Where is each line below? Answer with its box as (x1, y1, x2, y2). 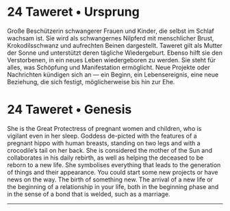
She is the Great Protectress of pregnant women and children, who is (7, 124, 202, 132)
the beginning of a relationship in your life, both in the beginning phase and (7, 182, 219, 190)
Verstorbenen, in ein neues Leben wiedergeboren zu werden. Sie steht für (7, 55, 216, 64)
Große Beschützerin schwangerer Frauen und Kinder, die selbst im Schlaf (7, 27, 214, 35)
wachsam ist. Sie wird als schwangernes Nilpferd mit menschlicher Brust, (7, 34, 214, 42)
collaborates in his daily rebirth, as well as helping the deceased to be (7, 153, 204, 162)
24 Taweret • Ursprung (7, 4, 140, 20)
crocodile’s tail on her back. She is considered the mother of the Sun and (7, 146, 213, 154)
